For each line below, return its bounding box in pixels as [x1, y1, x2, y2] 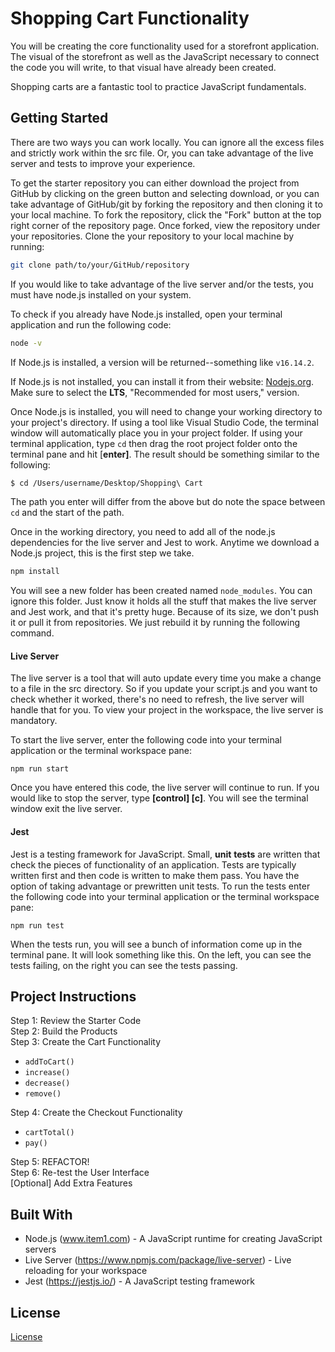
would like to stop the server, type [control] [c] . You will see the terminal [10, 792, 309, 804]
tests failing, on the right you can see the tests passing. [10, 959, 238, 971]
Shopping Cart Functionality [10, 7, 250, 30]
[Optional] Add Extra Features [10, 1177, 133, 1189]
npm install [10, 567, 60, 577]
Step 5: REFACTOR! [10, 1156, 90, 1168]
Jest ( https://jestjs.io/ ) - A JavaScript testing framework [24, 1275, 256, 1287]
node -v [10, 338, 43, 348]
